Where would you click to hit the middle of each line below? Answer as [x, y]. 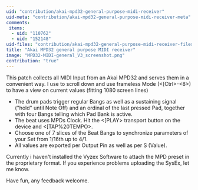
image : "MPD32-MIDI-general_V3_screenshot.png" [66, 55]
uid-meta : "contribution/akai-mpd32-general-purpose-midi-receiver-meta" [99, 17]
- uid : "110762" [31, 34]
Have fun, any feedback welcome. [48, 181]
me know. [18, 169]
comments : [18, 22]
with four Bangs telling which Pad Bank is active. [73, 114]
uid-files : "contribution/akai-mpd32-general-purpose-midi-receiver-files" [101, 45]
